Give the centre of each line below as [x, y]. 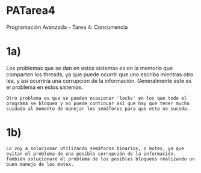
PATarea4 [31, 11]
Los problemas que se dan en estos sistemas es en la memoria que [90, 68]
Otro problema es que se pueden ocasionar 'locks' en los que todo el [97, 98]
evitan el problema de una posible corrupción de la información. [91, 154]
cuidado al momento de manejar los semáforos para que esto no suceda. [98, 109]
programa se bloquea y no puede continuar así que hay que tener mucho [98, 103]
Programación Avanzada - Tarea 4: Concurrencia [67, 27]
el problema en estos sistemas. [45, 87]
